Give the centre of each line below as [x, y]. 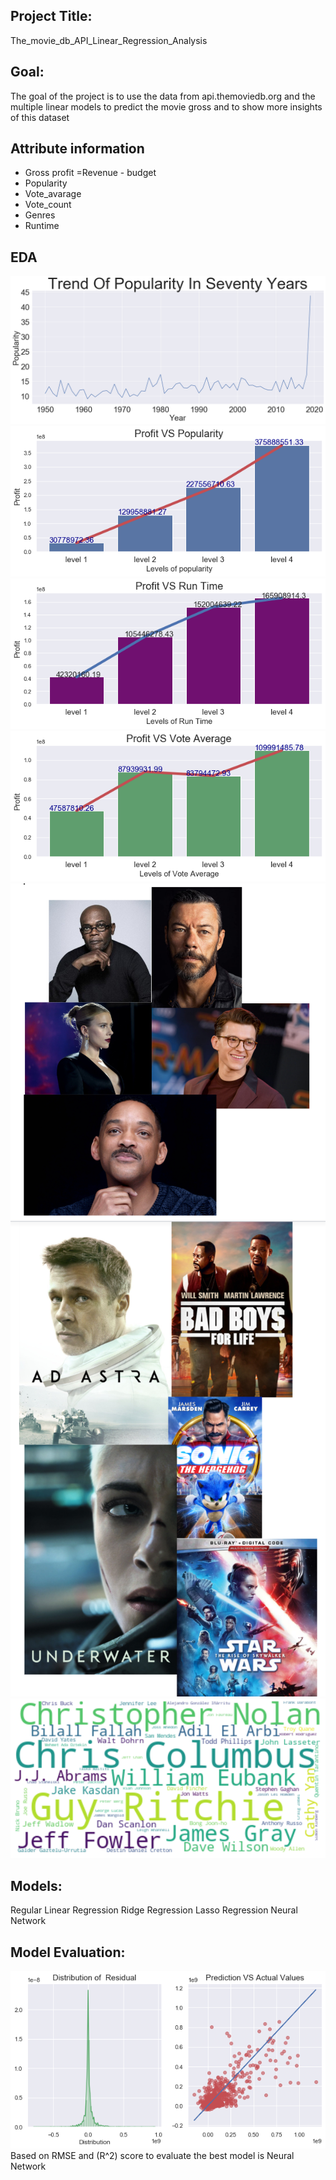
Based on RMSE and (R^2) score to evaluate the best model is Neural [152, 2155]
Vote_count [48, 205]
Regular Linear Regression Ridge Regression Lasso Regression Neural [154, 1910]
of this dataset [40, 117]
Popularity [46, 183]
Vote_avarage [53, 194]
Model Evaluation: [68, 1952]
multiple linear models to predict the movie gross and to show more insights [166, 106]
